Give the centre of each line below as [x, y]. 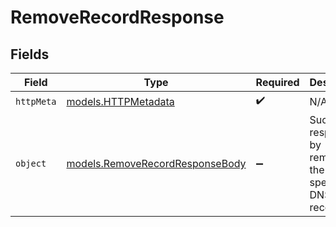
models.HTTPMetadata [120, 101]
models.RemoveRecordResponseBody [156, 163]
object [31, 163]
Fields [30, 54]
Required [277, 82]
